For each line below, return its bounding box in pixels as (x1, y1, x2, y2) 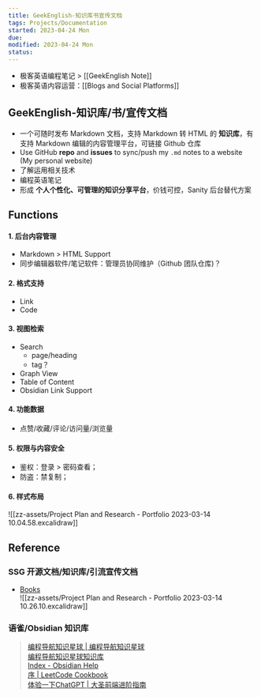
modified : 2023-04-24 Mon (8, 41, 93, 49)
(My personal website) (19, 156, 93, 165)
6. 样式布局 (8, 492, 45, 501)
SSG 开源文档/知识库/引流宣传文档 (8, 566, 138, 577)
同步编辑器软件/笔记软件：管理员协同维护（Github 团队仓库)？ (19, 258, 222, 269)
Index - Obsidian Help (27, 661, 99, 670)
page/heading (31, 350, 77, 360)
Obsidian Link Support (19, 385, 92, 395)
